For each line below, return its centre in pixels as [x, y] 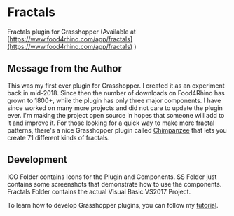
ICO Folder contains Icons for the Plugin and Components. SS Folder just [112, 177]
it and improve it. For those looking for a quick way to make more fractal [111, 123]
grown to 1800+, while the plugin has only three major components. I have [114, 100]
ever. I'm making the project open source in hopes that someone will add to [116, 115]
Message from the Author [65, 68]
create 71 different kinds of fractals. [58, 137]
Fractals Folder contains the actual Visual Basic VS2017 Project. [99, 191]
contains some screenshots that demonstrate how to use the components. [115, 184]
